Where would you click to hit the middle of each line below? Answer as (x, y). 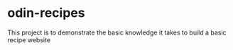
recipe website (29, 39)
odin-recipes (46, 13)
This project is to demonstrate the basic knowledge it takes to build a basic (117, 32)
